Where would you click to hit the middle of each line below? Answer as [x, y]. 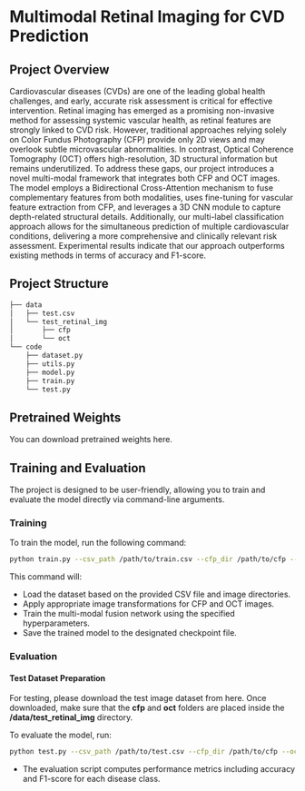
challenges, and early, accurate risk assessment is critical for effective [141, 101]
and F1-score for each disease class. [91, 779]
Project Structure [59, 284]
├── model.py [50, 372]
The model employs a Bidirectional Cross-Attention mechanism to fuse [142, 188]
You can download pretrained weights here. [91, 440]
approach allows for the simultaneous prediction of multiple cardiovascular [149, 226]
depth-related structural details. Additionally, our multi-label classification [147, 217]
